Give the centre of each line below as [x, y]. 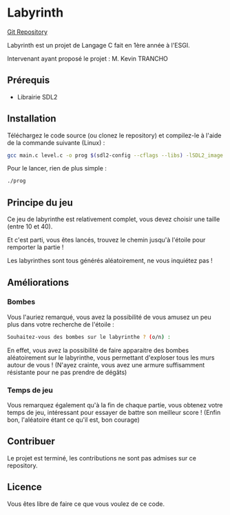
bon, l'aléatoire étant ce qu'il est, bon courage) [73, 420]
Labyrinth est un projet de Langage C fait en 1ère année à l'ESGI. [99, 45]
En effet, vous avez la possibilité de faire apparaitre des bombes [98, 350]
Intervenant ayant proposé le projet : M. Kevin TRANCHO [88, 58]
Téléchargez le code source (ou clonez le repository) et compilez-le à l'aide [114, 135]
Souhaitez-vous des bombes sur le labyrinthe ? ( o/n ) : [89, 337]
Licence [25, 487]
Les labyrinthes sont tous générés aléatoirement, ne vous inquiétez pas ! [110, 261]
